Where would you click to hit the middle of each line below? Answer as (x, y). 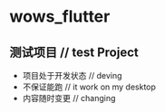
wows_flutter (60, 17)
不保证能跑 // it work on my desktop (89, 87)
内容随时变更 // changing (69, 98)
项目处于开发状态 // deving (72, 75)
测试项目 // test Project (74, 52)
